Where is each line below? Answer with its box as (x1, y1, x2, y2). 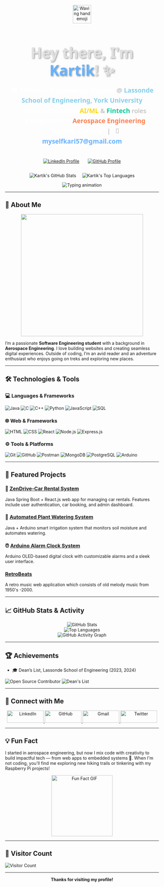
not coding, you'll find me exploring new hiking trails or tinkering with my (5, 760, 151, 766)
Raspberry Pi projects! (5, 765, 50, 771)
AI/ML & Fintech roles (80, 106, 146, 115)
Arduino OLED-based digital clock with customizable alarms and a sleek (5, 553, 150, 559)
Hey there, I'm (30, 42, 134, 63)
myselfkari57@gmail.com (42, 136, 122, 146)
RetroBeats (5, 571, 32, 578)
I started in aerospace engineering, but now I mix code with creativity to (5, 750, 150, 756)
